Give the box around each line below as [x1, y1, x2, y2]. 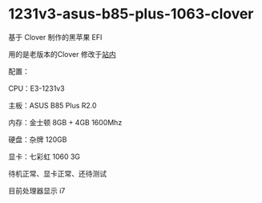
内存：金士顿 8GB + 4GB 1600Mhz [8, 117, 123, 127]
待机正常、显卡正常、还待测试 [8, 168, 107, 178]
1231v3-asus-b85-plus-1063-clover [8, 5, 254, 23]
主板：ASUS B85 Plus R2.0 [8, 100, 98, 110]
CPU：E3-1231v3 [8, 83, 66, 93]
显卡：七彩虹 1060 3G [8, 152, 81, 161]
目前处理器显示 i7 [8, 185, 66, 195]
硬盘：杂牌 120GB [8, 134, 67, 144]
